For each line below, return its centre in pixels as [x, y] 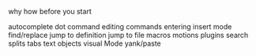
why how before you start [50, 11]
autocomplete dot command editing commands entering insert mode [120, 26]
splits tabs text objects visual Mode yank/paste [85, 43]
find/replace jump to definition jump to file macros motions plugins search [128, 35]
